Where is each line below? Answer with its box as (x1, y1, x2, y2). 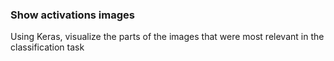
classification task (10, 41, 85, 53)
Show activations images (10, 8, 135, 22)
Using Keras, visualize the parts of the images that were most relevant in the (10, 31, 325, 43)
